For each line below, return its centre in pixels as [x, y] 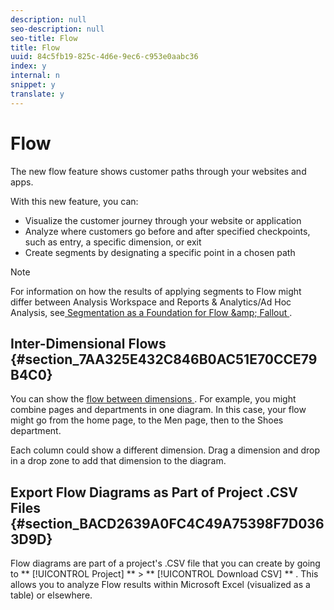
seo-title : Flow [44, 38]
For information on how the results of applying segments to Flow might [156, 291]
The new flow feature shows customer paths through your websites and [158, 171]
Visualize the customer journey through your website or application [163, 220]
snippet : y [33, 85]
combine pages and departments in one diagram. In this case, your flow [158, 410]
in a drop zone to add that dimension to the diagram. [118, 461]
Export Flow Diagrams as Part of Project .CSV [154, 492]
